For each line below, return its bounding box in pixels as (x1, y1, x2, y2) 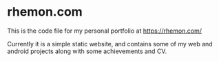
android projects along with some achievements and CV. (7, 47, 167, 55)
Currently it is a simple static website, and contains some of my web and (7, 40, 213, 48)
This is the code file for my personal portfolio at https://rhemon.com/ (7, 27, 202, 35)
